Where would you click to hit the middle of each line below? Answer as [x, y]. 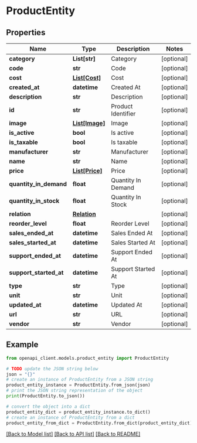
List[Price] [87, 171]
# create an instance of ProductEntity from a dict [70, 417]
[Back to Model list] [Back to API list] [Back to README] [73, 434]
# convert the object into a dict [48, 406]
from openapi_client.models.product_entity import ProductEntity [87, 358]
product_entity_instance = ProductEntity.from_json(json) [78, 385]
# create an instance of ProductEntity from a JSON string [80, 380]
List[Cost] [87, 78]
